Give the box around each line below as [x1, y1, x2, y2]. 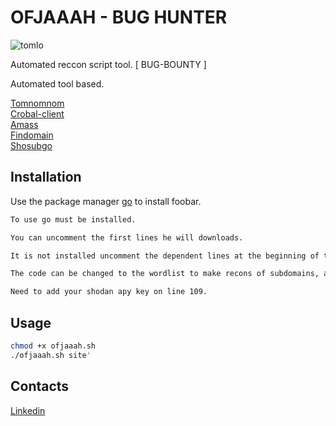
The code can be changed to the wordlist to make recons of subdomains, [10, 269, 320, 279]
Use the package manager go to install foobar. [10, 195, 202, 207]
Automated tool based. [10, 77, 105, 90]
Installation [10, 169, 82, 186]
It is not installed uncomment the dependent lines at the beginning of [10, 251, 320, 261]
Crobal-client [10, 107, 65, 120]
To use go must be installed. [10, 214, 137, 225]
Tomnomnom [10, 97, 65, 109]
